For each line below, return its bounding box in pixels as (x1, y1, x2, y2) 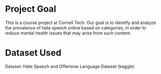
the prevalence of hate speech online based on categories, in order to (5, 25, 146, 30)
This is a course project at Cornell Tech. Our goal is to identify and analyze (5, 20, 156, 25)
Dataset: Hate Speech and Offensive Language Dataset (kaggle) (5, 63, 135, 69)
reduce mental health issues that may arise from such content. (5, 30, 132, 36)
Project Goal (5, 3, 56, 15)
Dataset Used (5, 48, 61, 58)
